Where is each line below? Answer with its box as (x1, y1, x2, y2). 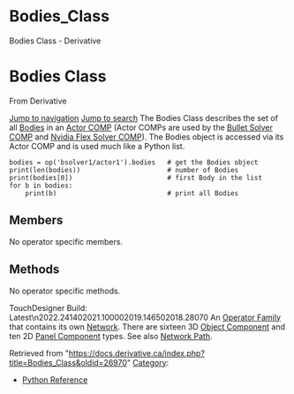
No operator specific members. (9, 236, 124, 246)
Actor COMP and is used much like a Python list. (9, 140, 185, 151)
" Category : (126, 357, 170, 367)
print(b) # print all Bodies (25, 188, 239, 198)
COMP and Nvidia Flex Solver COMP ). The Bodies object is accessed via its (9, 131, 284, 142)
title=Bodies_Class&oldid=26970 (9, 357, 128, 367)
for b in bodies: (9, 181, 73, 190)
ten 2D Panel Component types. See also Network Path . (9, 330, 214, 341)
